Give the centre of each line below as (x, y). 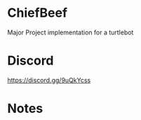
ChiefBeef (38, 13)
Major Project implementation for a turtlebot (70, 32)
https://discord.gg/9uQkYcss (49, 80)
